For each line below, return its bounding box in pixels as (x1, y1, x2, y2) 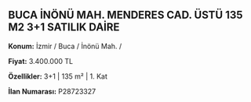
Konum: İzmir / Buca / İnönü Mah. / (8, 41, 122, 51)
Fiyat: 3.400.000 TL (8, 56, 73, 65)
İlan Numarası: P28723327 (8, 86, 96, 96)
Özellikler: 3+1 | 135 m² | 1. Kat (8, 72, 108, 81)
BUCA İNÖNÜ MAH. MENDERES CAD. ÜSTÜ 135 (8, 9, 243, 22)
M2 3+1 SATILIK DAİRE (8, 21, 120, 34)
